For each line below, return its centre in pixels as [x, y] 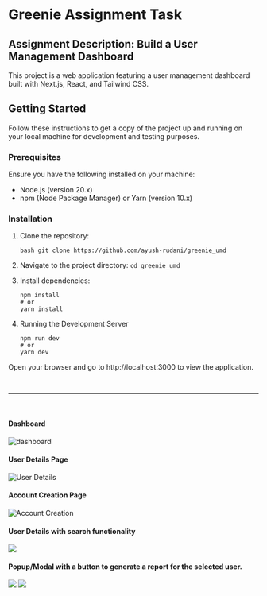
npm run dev [39, 339]
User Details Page [39, 459]
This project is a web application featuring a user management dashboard [129, 75]
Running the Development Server [74, 324]
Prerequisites [35, 157]
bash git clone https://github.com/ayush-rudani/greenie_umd [123, 251]
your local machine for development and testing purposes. [104, 136]
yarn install [41, 309]
